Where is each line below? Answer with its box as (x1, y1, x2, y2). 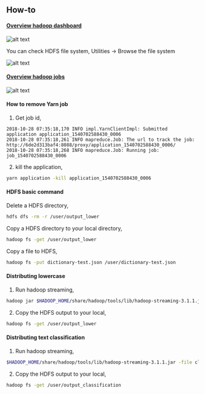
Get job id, (15, 114, 41, 121)
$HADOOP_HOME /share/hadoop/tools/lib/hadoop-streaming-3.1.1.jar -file (6, 359, 192, 365)
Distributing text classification (6, 334, 85, 341)
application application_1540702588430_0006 (6, 131, 121, 137)
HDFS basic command (6, 188, 64, 196)
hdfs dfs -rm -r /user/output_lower (6, 213, 99, 220)
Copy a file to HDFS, (6, 247, 58, 255)
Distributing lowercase (6, 273, 66, 280)
